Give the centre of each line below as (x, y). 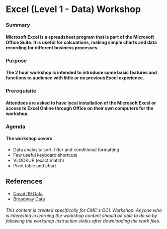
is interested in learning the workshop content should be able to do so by (81, 216)
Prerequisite (21, 91)
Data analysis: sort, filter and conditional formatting (66, 150)
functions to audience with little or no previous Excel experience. (75, 78)
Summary (18, 25)
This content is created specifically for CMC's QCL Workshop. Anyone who (84, 210)
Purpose (16, 60)
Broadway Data (29, 199)
